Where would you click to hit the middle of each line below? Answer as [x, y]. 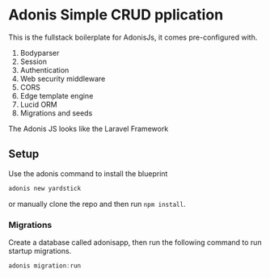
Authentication [44, 69]
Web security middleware [63, 78]
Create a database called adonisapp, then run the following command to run [135, 242]
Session [33, 61]
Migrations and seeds [56, 113]
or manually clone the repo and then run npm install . [97, 204]
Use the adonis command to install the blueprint [88, 173]
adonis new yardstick [45, 188]
